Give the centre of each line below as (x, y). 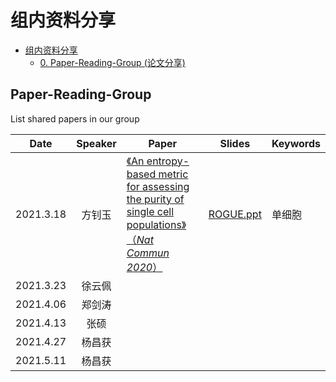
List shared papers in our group (75, 118)
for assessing (158, 186)
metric (173, 174)
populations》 (156, 224)
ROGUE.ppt (235, 214)
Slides (235, 143)
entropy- (168, 161)
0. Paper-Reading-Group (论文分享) (112, 62)
